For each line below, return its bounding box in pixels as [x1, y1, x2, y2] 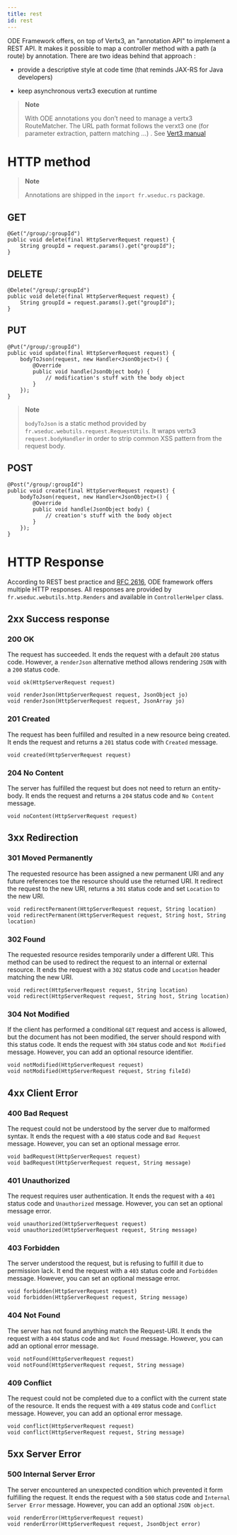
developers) [17, 72, 53, 81]
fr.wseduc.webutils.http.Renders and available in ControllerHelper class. [7, 592, 224, 601]
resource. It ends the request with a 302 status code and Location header [7, 965, 221, 974]
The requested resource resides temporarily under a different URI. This [7, 950, 214, 958]
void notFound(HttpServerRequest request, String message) [7, 1361, 185, 1369]
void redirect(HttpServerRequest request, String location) [7, 986, 189, 994]
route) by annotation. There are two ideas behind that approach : [7, 51, 196, 60]
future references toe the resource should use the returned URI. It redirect [7, 876, 223, 885]
